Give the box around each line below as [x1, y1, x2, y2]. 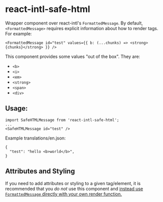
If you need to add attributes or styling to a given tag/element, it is [5, 180, 141, 186]
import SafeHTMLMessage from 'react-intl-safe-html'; [5, 117, 120, 122]
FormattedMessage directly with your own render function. [5, 191, 122, 197]
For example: [5, 30, 32, 36]
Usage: [5, 104, 28, 113]
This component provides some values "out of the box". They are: [5, 53, 141, 59]
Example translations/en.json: [5, 135, 66, 141]
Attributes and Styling [5, 167, 75, 175]
